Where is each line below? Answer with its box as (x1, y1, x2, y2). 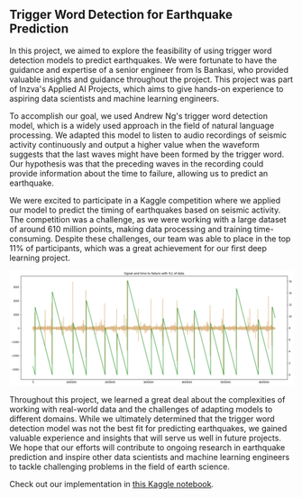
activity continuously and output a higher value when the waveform (9, 139, 260, 149)
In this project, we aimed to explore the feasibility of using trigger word (9, 45, 272, 56)
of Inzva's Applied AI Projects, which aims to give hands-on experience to (9, 83, 284, 94)
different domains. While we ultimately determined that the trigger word (9, 413, 275, 424)
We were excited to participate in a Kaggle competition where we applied (9, 195, 281, 205)
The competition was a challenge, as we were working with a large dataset (9, 213, 287, 224)
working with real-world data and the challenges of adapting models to (9, 403, 273, 414)
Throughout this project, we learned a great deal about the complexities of (9, 394, 286, 404)
